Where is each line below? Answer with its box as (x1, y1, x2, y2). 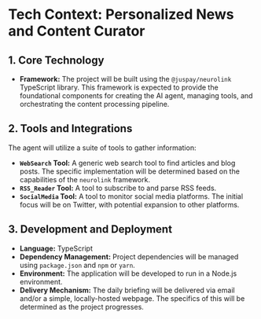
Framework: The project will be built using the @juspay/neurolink (19, 75, 232, 83)
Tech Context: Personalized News (8, 5, 234, 24)
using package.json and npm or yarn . (19, 260, 135, 269)
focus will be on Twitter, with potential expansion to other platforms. (19, 200, 240, 209)
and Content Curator (8, 22, 145, 40)
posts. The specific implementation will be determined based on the (19, 167, 240, 176)
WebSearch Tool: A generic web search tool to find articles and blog (19, 158, 236, 167)
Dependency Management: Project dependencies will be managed (19, 251, 239, 261)
